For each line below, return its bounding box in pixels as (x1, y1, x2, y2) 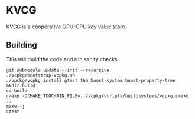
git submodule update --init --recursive (6, 67, 110, 73)
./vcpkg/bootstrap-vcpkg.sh (6, 72, 76, 78)
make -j (6, 103, 25, 109)
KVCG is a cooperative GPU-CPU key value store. (6, 23, 127, 30)
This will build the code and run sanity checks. (6, 55, 119, 62)
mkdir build (6, 82, 35, 88)
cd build (6, 88, 28, 94)
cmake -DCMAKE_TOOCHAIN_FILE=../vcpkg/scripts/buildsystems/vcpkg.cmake (6, 92, 189, 99)
